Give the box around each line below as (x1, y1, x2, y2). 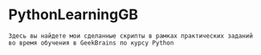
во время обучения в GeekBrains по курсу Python (8, 38, 174, 47)
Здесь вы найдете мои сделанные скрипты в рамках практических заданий (8, 32, 253, 40)
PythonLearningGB (8, 6, 139, 24)
